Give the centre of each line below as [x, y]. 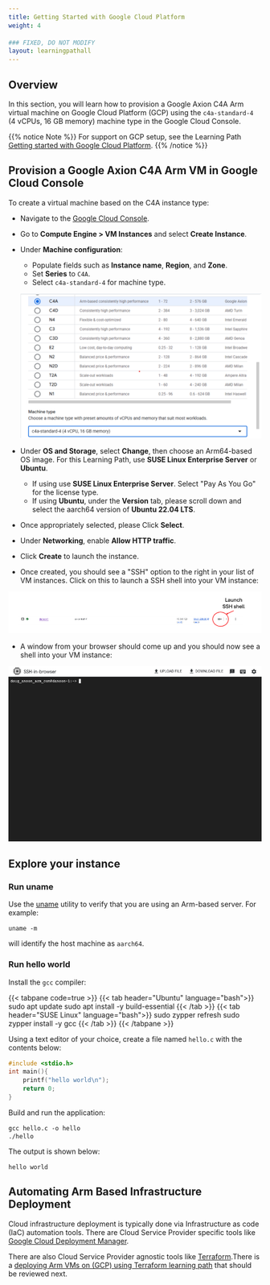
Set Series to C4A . [61, 273]
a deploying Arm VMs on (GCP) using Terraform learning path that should [130, 1265]
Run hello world [39, 964]
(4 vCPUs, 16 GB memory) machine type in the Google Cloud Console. [125, 121]
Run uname [31, 886]
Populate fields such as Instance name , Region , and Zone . [129, 265]
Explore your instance [64, 864]
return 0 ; [39, 1089]
